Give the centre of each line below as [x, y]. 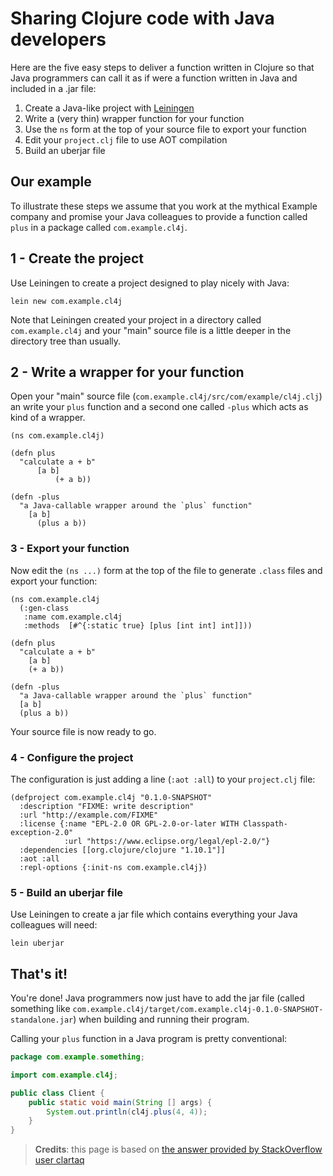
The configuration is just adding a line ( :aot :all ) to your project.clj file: [163, 779]
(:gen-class [44, 608]
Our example [51, 182]
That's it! [39, 973]
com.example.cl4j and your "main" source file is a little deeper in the [151, 330]
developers [58, 39]
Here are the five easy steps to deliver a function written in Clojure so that [162, 67]
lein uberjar [37, 943]
